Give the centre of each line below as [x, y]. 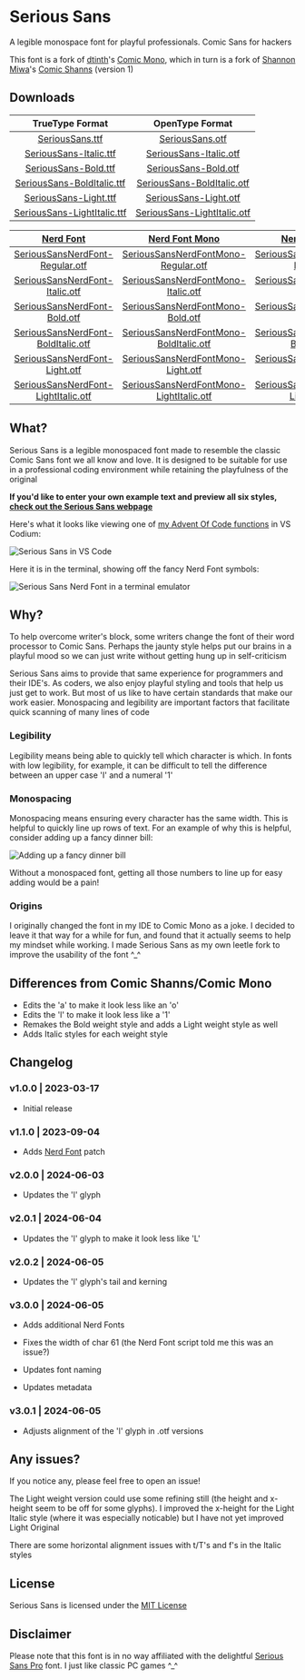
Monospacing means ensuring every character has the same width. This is [149, 818]
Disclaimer [40, 1634]
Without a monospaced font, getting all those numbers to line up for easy [146, 872]
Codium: [25, 533]
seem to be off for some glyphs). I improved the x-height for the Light [165, 1508]
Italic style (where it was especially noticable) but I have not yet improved [147, 1518]
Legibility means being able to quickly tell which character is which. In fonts [151, 755]
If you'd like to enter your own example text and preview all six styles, [143, 496]
